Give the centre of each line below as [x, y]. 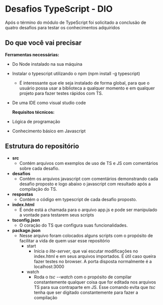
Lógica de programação [36, 121]
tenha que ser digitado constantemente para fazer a [86, 292]
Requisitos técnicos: [33, 112]
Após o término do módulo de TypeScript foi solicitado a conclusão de [76, 22]
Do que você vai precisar [43, 43]
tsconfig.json [26, 220]
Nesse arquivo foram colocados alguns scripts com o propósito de [86, 235]
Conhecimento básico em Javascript [49, 131]
